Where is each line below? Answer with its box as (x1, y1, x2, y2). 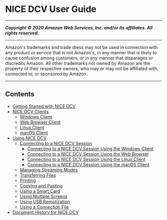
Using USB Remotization (19, 199, 70, 205)
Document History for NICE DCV (12, 209, 79, 215)
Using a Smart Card (19, 188, 61, 194)
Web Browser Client (19, 119, 61, 125)
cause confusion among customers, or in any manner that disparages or (5, 55, 153, 61)
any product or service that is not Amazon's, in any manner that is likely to (5, 49, 157, 55)
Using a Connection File (19, 204, 69, 210)
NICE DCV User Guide (5, 3, 97, 15)
